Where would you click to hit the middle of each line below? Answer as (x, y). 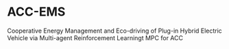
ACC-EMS (36, 12)
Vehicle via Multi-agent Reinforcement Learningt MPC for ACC (95, 37)
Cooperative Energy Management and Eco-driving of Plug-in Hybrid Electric (115, 31)
